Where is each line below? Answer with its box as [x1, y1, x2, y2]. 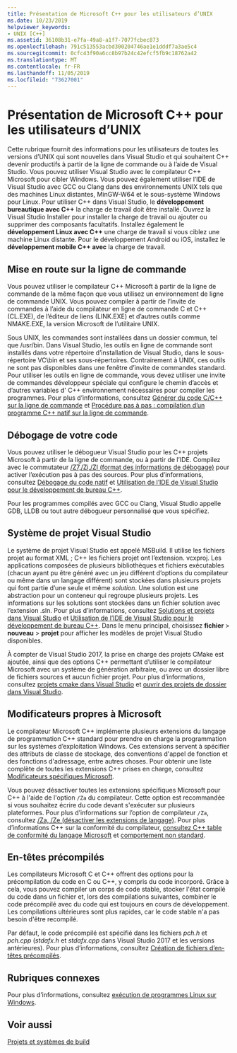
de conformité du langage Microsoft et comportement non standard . [7, 831, 206, 839]
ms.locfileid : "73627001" [7, 76, 83, 84]
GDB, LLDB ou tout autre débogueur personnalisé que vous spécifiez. [7, 507, 209, 515]
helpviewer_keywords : [7, 23, 71, 30]
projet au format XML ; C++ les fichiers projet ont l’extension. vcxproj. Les [7, 553, 222, 562]
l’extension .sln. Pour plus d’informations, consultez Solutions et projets [7, 606, 215, 614]
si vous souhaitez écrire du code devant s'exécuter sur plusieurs [7, 800, 195, 809]
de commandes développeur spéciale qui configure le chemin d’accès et [7, 379, 219, 387]
